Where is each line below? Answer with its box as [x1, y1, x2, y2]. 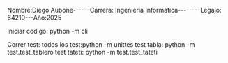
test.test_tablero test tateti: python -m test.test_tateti [7, 48, 158, 56]
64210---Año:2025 [7, 13, 62, 22]
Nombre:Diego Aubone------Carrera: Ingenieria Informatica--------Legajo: [7, 6, 222, 14]
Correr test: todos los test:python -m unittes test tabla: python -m [7, 41, 195, 48]
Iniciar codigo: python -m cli [7, 27, 89, 35]
